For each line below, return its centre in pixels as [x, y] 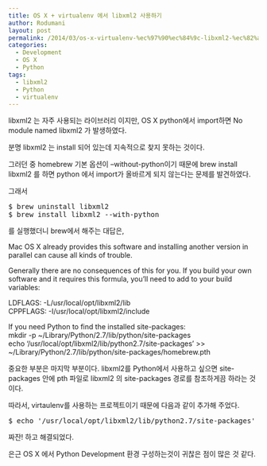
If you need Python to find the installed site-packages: [97, 327]
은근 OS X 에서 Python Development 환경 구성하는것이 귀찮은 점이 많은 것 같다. [132, 454]
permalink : [26, 38]
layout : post [30, 30]
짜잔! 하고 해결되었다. [41, 437]
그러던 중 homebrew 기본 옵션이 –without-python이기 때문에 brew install [123, 165]
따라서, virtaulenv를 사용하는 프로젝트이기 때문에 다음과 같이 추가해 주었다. [124, 406]
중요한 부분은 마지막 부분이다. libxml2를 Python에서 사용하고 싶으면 [113, 369]
